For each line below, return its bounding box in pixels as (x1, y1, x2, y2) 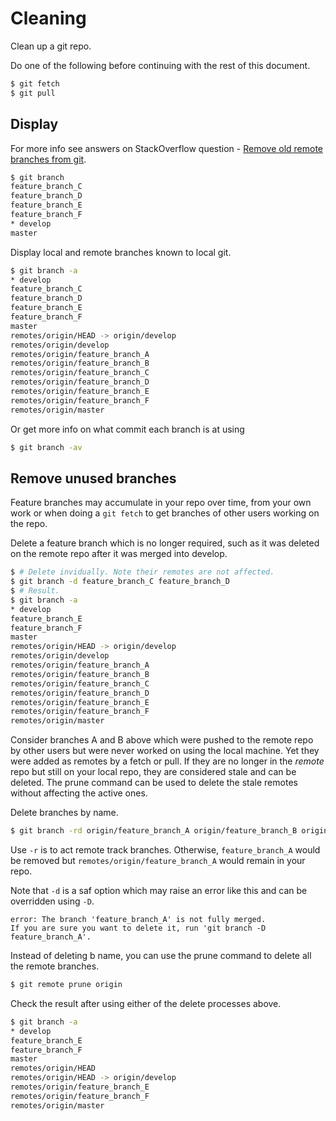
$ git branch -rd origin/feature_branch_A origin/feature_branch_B (10, 826, 298, 836)
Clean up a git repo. (10, 40, 92, 52)
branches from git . (10, 153, 87, 165)
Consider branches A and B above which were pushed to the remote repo (10, 734, 314, 746)
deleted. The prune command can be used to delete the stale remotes (10, 777, 298, 789)
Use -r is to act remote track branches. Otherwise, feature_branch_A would (10, 844, 321, 856)
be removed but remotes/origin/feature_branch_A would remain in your (10, 855, 306, 867)
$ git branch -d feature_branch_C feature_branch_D (10, 577, 230, 587)
